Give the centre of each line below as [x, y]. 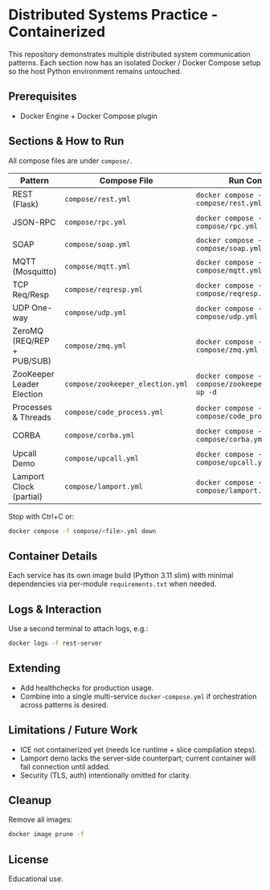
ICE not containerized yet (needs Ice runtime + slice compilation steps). [138, 749]
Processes [32, 407]
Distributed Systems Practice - [113, 15]
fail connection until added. [65, 766]
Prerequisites [43, 97]
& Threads [32, 417]
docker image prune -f [46, 835]
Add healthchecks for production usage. [87, 687]
